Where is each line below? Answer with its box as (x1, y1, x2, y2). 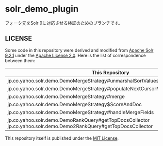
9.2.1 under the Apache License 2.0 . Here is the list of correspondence (5, 52, 146, 58)
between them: (5, 57, 35, 64)
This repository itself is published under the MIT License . (5, 135, 119, 141)
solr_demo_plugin (5, 3, 79, 15)
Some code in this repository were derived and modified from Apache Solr (5, 47, 154, 53)
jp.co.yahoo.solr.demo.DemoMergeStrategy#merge (7, 93, 125, 100)
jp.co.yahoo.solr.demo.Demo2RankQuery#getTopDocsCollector (7, 123, 153, 130)
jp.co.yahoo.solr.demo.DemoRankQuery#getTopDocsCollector (7, 116, 150, 123)
